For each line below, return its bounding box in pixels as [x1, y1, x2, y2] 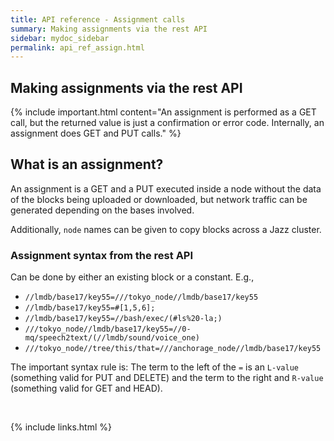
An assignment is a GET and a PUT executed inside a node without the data [10, 182, 322, 195]
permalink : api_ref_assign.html [10, 42, 145, 53]
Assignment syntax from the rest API [10, 248, 194, 262]
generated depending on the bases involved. [10, 204, 195, 216]
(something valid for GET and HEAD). [10, 382, 163, 395]
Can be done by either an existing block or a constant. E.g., [10, 271, 255, 283]
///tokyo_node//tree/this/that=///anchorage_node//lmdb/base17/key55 [24, 344, 322, 354]
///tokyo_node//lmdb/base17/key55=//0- [24, 324, 192, 335]
